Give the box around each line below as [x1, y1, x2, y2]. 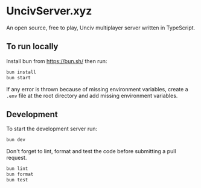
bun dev [6, 137, 26, 143]
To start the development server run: [6, 125, 98, 133]
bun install [6, 69, 36, 75]
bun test [6, 177, 28, 183]
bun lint [6, 166, 28, 172]
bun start [6, 74, 31, 80]
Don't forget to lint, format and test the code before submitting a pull [6, 148, 176, 155]
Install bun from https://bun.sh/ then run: [6, 57, 107, 64]
